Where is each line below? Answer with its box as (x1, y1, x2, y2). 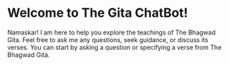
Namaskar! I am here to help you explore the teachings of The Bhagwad (7, 28, 216, 37)
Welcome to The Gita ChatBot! (7, 5, 188, 21)
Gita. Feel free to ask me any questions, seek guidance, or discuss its (7, 35, 209, 44)
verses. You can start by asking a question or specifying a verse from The (7, 43, 222, 51)
